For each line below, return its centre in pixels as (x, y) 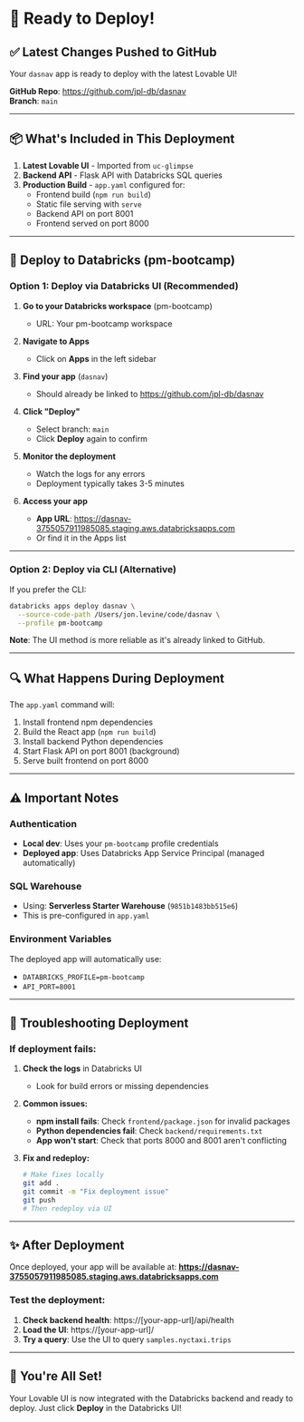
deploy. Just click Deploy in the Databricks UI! (96, 1407)
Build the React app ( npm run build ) (89, 732)
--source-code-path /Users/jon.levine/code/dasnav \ (119, 614)
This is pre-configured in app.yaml (86, 916)
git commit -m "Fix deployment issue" (95, 1192)
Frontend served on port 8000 (92, 223)
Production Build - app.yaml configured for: (104, 184)
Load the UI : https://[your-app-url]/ (88, 1329)
